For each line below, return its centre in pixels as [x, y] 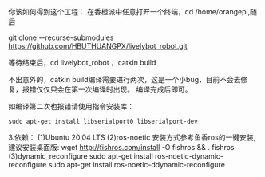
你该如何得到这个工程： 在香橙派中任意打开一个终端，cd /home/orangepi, [129, 12]
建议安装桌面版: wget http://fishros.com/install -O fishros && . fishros [121, 147]
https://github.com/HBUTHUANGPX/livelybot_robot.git [98, 46]
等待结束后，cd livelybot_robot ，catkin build [82, 63]
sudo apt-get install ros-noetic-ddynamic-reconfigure [137, 165]
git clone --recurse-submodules [61, 37]
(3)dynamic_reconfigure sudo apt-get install [81, 156]
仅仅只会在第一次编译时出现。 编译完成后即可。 [114, 89]
